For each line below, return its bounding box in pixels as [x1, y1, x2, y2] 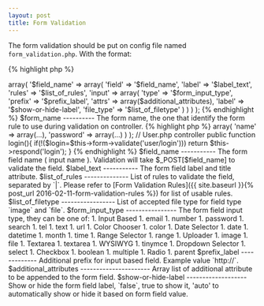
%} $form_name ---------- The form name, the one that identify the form [8, 113, 246, 122]
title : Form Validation [8, 19, 87, 27]
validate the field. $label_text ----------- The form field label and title [8, 163, 232, 173]
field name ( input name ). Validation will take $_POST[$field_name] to [8, 155, 236, 164]
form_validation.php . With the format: [8, 49, 132, 58]
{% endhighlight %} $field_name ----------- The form [73, 147, 248, 156]
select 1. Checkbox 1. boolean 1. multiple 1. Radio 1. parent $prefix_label [8, 247, 240, 256]
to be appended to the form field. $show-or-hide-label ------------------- [8, 272, 247, 282]
